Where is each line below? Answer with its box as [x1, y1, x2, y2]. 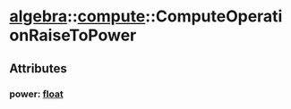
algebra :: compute [9, 6, 146, 27]
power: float [9, 88, 64, 100]
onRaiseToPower [9, 25, 137, 46]
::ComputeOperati [144, 6, 283, 27]
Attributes [9, 61, 67, 76]
